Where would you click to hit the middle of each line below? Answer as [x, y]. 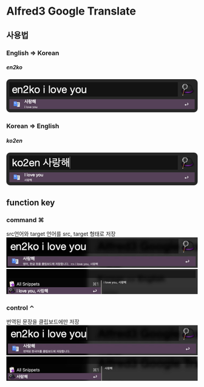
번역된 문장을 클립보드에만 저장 [43, 321]
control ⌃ [20, 307]
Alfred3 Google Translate [71, 11]
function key [31, 202]
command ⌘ [25, 220]
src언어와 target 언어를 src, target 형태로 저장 [61, 234]
